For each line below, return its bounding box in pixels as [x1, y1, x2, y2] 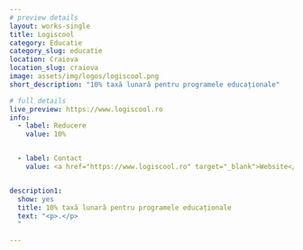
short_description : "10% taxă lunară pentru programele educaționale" [9, 80, 280, 89]
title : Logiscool [9, 30, 75, 39]
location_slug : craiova [9, 64, 99, 73]
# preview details [9, 13, 78, 22]
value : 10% [25, 129, 67, 139]
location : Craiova [9, 55, 78, 64]
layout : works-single [9, 22, 91, 31]
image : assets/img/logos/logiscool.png [9, 72, 160, 81]
